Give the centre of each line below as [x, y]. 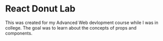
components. [19, 33]
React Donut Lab [40, 9]
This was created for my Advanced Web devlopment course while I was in [82, 22]
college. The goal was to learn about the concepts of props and [71, 27]
